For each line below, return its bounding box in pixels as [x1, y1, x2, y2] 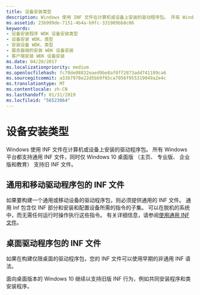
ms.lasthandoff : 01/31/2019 [6, 92, 76, 98]
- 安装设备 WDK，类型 [6, 42, 54, 48]
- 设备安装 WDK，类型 [6, 36, 54, 42]
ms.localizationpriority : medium [6, 64, 89, 70]
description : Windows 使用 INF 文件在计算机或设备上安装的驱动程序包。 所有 [6, 14, 180, 20]
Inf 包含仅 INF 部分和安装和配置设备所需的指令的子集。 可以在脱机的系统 [12, 204, 190, 212]
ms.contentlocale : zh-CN [6, 86, 68, 92]
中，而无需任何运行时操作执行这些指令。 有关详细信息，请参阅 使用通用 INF [6, 212, 190, 219]
